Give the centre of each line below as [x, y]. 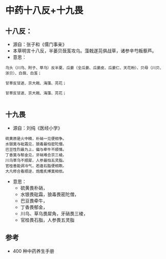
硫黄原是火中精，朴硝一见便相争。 [36, 138]
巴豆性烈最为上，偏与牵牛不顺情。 [36, 149]
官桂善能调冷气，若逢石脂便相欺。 [36, 166]
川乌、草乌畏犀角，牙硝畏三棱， [54, 213]
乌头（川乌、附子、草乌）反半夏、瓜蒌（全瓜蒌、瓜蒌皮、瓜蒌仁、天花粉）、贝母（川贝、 [85, 68]
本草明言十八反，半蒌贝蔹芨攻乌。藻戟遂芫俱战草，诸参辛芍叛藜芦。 [85, 51]
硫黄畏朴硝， [34, 188]
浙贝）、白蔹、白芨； [24, 73]
